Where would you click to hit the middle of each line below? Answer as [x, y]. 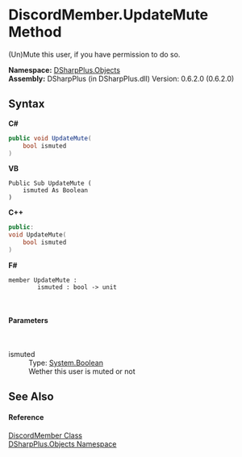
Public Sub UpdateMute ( [50, 183]
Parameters [28, 321]
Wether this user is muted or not [82, 371]
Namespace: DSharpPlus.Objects [65, 69]
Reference [26, 417]
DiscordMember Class [46, 435]
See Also [31, 397]
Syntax [27, 104]
